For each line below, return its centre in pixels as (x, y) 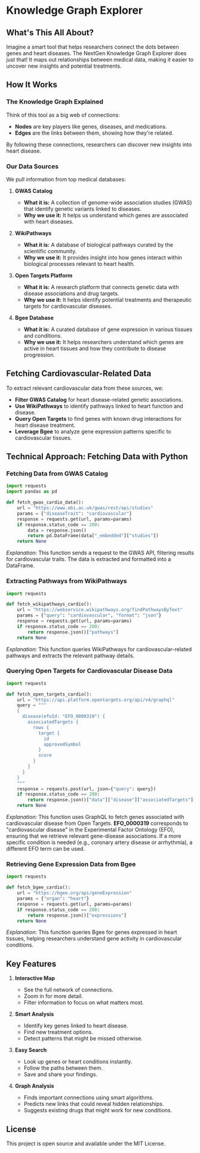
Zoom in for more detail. (53, 996)
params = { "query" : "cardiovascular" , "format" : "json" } (89, 615)
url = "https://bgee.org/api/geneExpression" (75, 893)
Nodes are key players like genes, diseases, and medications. (91, 126)
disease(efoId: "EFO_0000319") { (64, 717)
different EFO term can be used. (46, 849)
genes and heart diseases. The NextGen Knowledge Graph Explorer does (96, 53)
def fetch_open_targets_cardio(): (49, 694)
